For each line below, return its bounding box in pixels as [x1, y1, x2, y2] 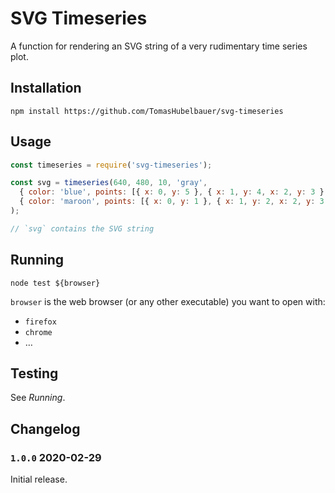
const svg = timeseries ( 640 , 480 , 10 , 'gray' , [10, 178, 208, 188]
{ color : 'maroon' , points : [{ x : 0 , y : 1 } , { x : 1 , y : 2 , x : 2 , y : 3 [19, 197, 325, 207]
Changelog [10, 420, 81, 437]
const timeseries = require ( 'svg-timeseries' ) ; [10, 160, 213, 170]
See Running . [10, 392, 66, 404]
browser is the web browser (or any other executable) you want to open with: [10, 295, 326, 307]
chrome [24, 327, 53, 337]
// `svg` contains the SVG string [10, 223, 155, 234]
